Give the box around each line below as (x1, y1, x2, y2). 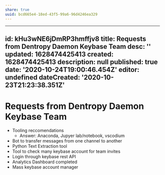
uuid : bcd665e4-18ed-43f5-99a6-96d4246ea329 (5, 12, 98, 17)
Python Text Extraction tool (12, 143, 67, 149)
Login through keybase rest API (12, 153, 76, 159)
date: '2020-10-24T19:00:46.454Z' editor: (5, 65, 139, 74)
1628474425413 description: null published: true (5, 58, 158, 66)
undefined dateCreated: (5, 73, 81, 81)
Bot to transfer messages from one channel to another (12, 138, 122, 143)
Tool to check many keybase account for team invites (12, 148, 121, 154)
